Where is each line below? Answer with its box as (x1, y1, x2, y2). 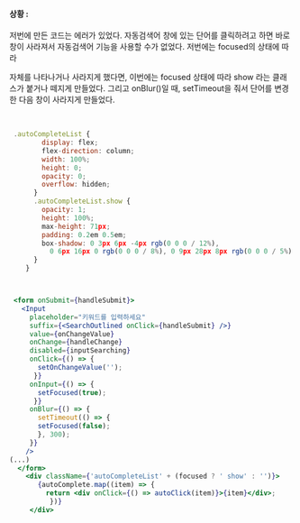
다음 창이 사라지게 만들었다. (18, 95, 115, 106)
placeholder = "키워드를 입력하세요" (29, 312, 146, 322)
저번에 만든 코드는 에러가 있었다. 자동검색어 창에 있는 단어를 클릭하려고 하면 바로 (9, 30, 291, 41)
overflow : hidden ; (41, 180, 111, 189)
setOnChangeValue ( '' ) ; (37, 363, 123, 372)
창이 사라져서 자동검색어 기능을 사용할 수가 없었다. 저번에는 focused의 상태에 (9, 41, 280, 52)
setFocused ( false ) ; (37, 422, 111, 431)
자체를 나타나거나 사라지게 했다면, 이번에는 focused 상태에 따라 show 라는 (9, 72, 271, 83)
